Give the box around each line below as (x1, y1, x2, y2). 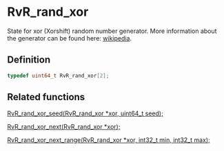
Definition (7, 54, 50, 66)
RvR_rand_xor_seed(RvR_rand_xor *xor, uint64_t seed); (7, 109, 163, 117)
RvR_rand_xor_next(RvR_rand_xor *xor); (7, 123, 121, 131)
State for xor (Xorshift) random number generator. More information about (7, 27, 217, 35)
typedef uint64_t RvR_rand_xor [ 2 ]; (7, 72, 110, 79)
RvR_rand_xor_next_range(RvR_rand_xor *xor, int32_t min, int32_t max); (7, 136, 210, 144)
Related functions (7, 91, 85, 103)
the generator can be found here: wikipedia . (7, 34, 132, 42)
